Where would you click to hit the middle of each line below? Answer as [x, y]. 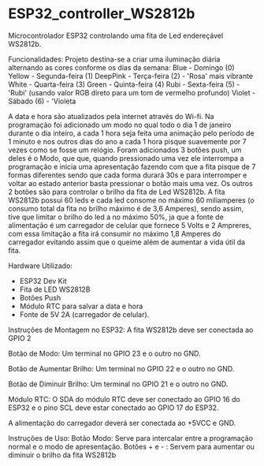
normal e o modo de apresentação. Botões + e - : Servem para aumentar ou [131, 446]
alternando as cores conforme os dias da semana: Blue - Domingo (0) [121, 67]
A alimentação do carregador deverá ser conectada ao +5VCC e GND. [122, 423]
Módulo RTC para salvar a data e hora [81, 306]
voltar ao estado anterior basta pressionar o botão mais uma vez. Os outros [131, 183]
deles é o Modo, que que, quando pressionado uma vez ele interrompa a [126, 158]
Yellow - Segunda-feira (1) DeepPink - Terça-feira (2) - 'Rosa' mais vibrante [131, 76]
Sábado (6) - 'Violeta [42, 101]
